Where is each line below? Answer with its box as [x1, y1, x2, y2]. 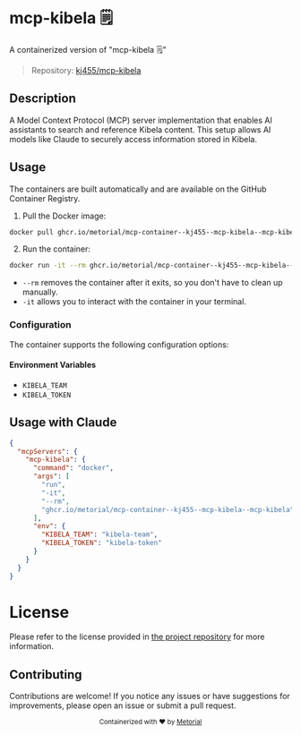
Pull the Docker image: [21, 210, 107, 221]
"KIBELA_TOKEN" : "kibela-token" [41, 539, 163, 548]
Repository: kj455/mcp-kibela [30, 64, 142, 75]
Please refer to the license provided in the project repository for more [9, 631, 265, 642]
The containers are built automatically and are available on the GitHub [9, 184, 267, 194]
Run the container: [21, 244, 91, 254]
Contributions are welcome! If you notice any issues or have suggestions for [9, 691, 291, 702]
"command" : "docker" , [32, 464, 115, 473]
